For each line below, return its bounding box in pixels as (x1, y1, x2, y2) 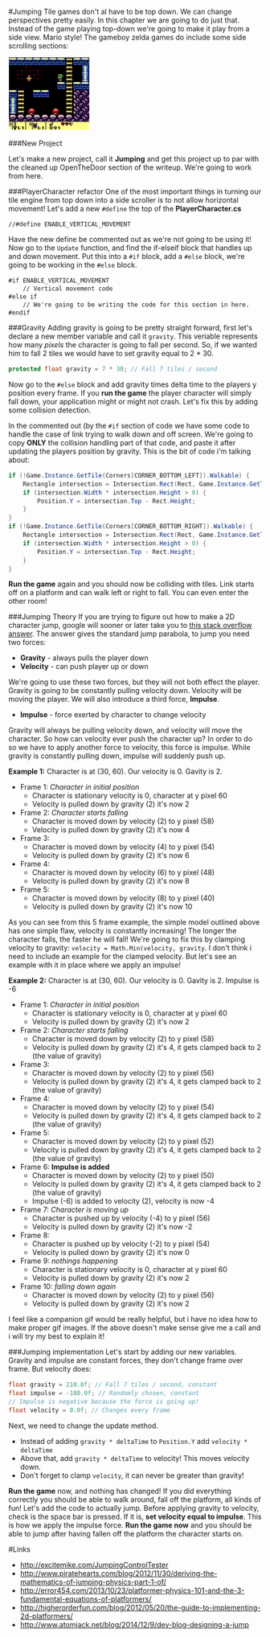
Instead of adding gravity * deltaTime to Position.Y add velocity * (19, 1436, 247, 1446)
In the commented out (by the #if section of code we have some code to (8, 421, 250, 430)
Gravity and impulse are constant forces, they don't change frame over (8, 1356, 243, 1365)
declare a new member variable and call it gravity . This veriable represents (8, 331, 259, 341)
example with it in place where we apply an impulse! (8, 960, 181, 970)
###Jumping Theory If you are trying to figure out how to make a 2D (8, 612, 235, 622)
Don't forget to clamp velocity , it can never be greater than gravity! (19, 1471, 244, 1480)
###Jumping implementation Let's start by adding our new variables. (8, 1347, 237, 1357)
